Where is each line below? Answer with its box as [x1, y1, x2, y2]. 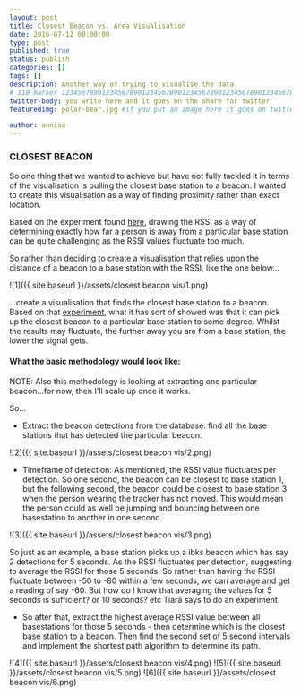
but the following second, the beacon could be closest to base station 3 [21, 483, 288, 494]
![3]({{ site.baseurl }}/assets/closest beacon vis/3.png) [9, 529, 212, 540]
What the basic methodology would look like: [9, 356, 181, 367]
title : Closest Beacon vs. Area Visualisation [9, 21, 186, 30]
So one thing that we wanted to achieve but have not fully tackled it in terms [9, 171, 290, 182]
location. [9, 199, 42, 211]
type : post [9, 38, 50, 47]
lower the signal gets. [9, 335, 89, 346]
